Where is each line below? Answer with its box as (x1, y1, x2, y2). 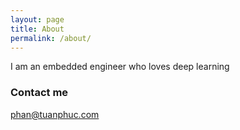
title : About (10, 24, 65, 34)
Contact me (10, 86, 69, 100)
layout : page (10, 14, 65, 25)
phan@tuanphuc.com (10, 108, 100, 120)
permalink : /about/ (10, 33, 92, 43)
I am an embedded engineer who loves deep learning (10, 61, 230, 73)
